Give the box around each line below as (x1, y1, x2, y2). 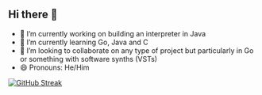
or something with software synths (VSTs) (19, 54, 157, 63)
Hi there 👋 (8, 8, 58, 21)
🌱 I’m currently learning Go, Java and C (19, 37, 148, 47)
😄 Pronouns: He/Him (19, 63, 90, 72)
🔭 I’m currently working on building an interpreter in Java (19, 28, 206, 38)
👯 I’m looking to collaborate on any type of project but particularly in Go (19, 45, 254, 55)
